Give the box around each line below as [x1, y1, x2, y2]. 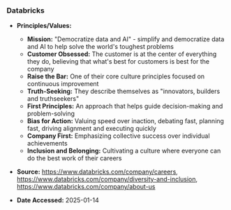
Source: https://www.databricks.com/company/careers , [16, 167, 179, 176]
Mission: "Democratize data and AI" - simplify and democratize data [27, 35, 225, 43]
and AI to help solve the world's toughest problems [27, 43, 174, 51]
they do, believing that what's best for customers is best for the [27, 57, 210, 66]
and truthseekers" [27, 94, 80, 103]
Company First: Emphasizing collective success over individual [27, 132, 210, 140]
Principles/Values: [16, 22, 72, 30]
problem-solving [27, 109, 75, 118]
